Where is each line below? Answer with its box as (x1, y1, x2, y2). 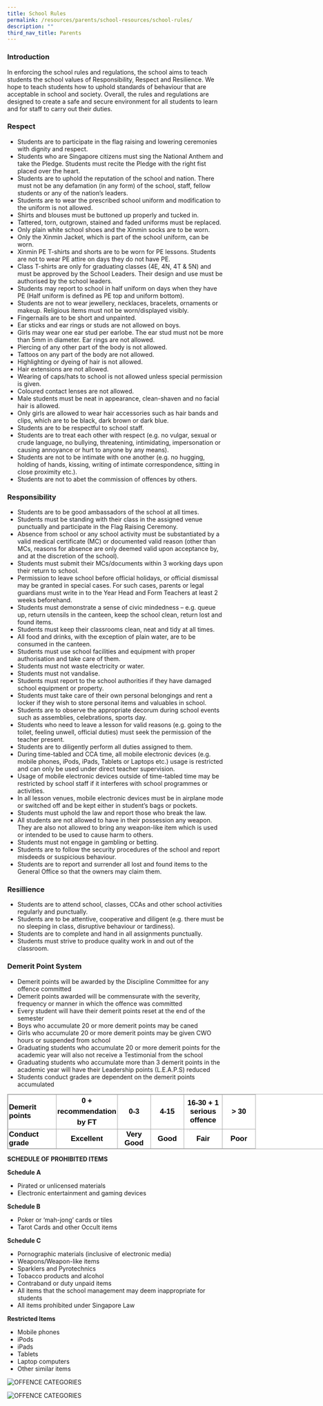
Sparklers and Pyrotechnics (17, 1264, 97, 1273)
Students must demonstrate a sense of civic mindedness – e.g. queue (17, 604, 216, 612)
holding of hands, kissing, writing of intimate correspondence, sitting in (17, 460, 220, 468)
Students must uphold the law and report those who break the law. (17, 809, 207, 817)
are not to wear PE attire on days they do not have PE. (17, 255, 170, 263)
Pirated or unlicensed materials (17, 1182, 106, 1190)
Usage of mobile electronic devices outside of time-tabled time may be (17, 772, 219, 780)
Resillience (7, 885, 45, 894)
